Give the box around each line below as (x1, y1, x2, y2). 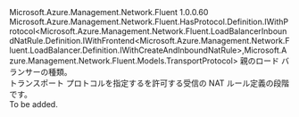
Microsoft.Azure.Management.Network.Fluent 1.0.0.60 (9, 7, 209, 17)
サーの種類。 (24, 67, 72, 77)
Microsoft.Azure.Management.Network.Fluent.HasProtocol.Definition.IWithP (9, 16, 289, 27)
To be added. (9, 99, 58, 109)
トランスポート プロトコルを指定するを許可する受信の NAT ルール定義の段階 (9, 78, 290, 88)
